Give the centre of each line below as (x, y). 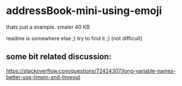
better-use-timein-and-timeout (43, 77)
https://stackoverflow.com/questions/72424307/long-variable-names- (91, 71)
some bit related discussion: (59, 57)
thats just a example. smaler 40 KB (48, 27)
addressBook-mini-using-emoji (84, 11)
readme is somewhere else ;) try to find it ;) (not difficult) (74, 38)
